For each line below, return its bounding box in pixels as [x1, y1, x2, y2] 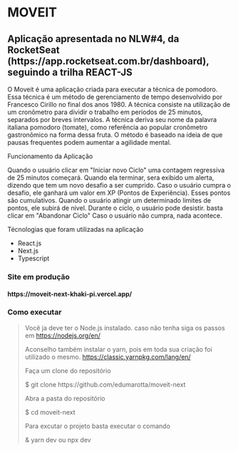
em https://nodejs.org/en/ [24, 331, 101, 340]
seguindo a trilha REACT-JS [7, 66, 133, 78]
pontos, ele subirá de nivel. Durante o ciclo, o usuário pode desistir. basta [7, 204, 223, 212]
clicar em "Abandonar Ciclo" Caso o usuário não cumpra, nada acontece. [7, 211, 222, 220]
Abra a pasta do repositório [24, 394, 105, 402]
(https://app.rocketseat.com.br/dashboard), [7, 55, 209, 67]
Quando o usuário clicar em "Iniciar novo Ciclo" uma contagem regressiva [7, 166, 225, 174]
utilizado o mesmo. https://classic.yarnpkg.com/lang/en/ [24, 353, 191, 361]
